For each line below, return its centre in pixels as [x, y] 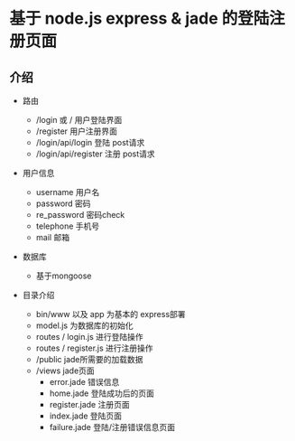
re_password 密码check [80, 215]
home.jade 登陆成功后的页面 [102, 393]
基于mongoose [64, 276]
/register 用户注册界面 [77, 131]
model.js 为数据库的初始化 [84, 325]
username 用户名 [68, 192]
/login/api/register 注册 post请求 [95, 154]
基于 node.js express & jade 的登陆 [139, 19]
